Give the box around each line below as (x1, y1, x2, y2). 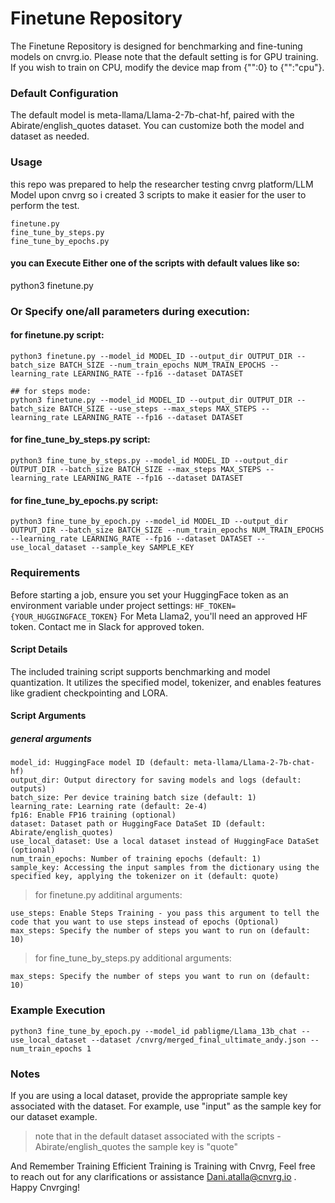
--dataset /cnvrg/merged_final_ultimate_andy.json (90, 1035, 307, 1045)
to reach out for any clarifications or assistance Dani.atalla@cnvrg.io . (10, 1170, 297, 1182)
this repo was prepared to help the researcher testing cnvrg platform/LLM (10, 178, 314, 190)
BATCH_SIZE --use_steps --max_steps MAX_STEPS (59, 403, 257, 414)
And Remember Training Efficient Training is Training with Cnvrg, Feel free (10, 1160, 316, 1172)
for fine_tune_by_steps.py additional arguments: (34, 952, 232, 964)
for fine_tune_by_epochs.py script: (10, 494, 159, 506)
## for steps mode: (10, 386, 92, 396)
